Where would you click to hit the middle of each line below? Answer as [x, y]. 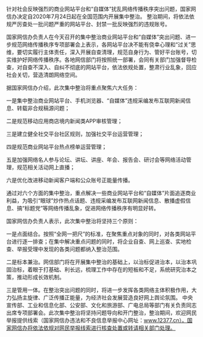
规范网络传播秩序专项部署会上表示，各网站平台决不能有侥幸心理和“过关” [101, 45]
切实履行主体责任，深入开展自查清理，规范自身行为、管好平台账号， [107, 52]
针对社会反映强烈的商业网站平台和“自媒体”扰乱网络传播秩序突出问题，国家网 [101, 9]
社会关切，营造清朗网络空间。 [43, 75]
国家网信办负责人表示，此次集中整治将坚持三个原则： [72, 221]
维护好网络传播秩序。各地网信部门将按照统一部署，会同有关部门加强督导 [101, 60]
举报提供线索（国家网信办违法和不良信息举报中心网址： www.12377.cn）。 [97, 320]
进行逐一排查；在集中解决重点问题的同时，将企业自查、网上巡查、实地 [98, 242]
